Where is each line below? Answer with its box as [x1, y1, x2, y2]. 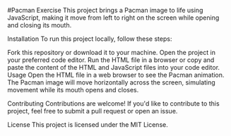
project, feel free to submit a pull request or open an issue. [7, 107, 178, 115]
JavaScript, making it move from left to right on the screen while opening [7, 13, 220, 22]
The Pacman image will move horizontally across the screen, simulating [7, 78, 215, 87]
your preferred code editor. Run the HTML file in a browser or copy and [7, 56, 215, 64]
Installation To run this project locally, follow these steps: [7, 35, 172, 43]
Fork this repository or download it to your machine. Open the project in [7, 49, 215, 56]
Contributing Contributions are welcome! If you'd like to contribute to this [7, 99, 220, 108]
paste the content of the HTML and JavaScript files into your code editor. [7, 63, 220, 71]
